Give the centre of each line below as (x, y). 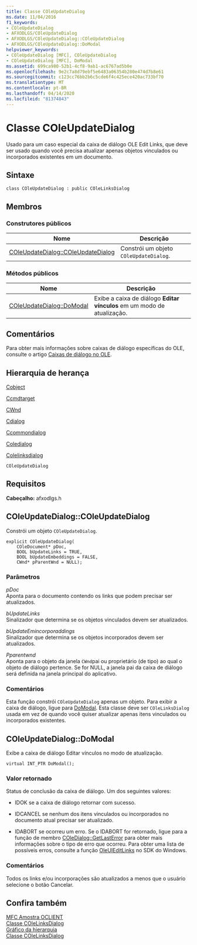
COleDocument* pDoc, (42, 547)
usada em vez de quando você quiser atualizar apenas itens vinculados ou (96, 714)
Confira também (37, 903)
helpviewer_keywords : (33, 50)
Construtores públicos (39, 223)
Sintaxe (20, 175)
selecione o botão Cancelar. (40, 885)
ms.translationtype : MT (35, 83)
